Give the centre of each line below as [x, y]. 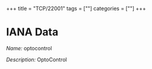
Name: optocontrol [29, 48]
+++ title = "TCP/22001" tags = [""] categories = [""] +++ [76, 8]
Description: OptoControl [36, 59]
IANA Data [32, 32]
